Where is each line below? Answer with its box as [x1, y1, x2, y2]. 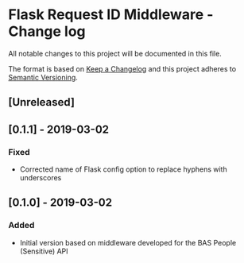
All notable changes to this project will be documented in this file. [8, 48, 223, 58]
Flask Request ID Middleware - [8, 6, 214, 24]
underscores [19, 173, 62, 183]
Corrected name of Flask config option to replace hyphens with [19, 164, 228, 174]
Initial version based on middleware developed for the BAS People [19, 238, 237, 247]
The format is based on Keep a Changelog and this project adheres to [8, 64, 237, 73]
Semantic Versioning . [8, 72, 78, 82]
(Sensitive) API [19, 246, 69, 256]
